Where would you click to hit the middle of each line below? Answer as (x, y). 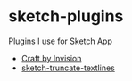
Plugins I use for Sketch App (60, 41)
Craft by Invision (51, 58)
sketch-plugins (66, 16)
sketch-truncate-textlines (68, 68)
